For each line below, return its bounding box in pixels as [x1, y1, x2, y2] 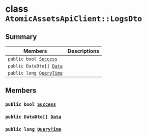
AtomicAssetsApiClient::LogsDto [5, 14, 142, 24]
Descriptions [67, 48, 100, 54]
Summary [5, 32, 37, 41]
